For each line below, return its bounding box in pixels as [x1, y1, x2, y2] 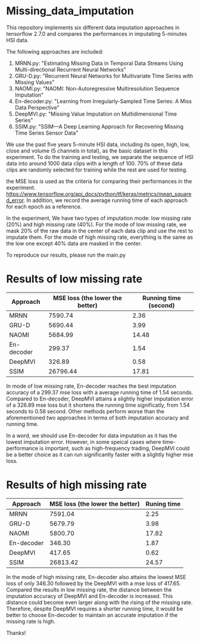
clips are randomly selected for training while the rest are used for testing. [6, 166, 187, 173]
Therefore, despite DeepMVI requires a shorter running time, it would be [6, 605, 183, 612]
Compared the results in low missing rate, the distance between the [6, 586, 172, 593]
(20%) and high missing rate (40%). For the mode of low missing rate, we [6, 220, 187, 228]
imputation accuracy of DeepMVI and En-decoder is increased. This [6, 592, 173, 599]
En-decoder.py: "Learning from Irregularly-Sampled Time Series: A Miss [14, 97, 192, 105]
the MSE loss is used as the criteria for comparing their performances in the [6, 178, 192, 185]
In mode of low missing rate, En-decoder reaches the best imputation [6, 382, 177, 390]
